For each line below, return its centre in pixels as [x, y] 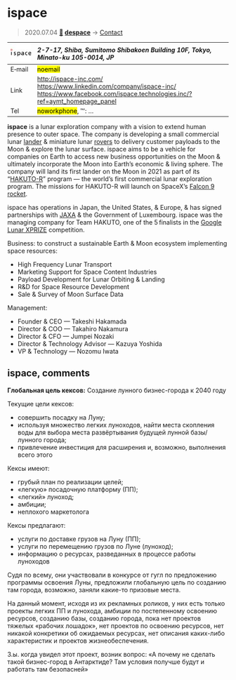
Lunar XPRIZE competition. [46, 229]
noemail [49, 69]
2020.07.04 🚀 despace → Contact [73, 32]
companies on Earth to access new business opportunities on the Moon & [114, 156]
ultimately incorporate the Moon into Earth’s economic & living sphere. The [115, 164]
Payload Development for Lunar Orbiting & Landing [91, 279]
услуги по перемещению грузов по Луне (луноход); [95, 546]
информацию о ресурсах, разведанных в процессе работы [106, 554]
